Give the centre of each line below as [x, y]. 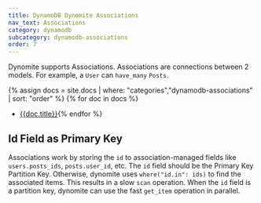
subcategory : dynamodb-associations [68, 37]
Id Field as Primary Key [66, 138]
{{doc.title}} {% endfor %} [61, 114]
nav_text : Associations [47, 23]
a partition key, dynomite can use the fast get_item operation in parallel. [124, 190]
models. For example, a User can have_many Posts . [88, 75]
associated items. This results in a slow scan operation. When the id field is [130, 182]
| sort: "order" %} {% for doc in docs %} [74, 99]
